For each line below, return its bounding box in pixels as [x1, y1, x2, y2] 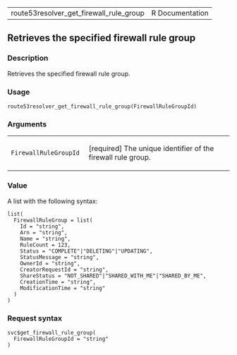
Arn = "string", [20, 229, 68, 236]
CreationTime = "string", [20, 278, 97, 285]
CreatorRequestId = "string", [20, 266, 109, 273]
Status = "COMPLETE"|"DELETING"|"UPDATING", [20, 247, 153, 255]
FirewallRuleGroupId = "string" [13, 335, 109, 342]
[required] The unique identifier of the [88, 144, 214, 154]
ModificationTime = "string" [20, 284, 106, 291]
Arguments [7, 119, 47, 129]
